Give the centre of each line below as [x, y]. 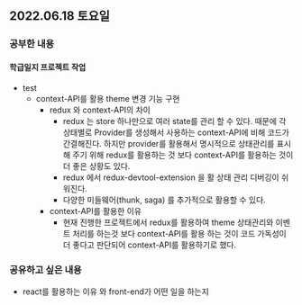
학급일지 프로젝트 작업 [48, 67]
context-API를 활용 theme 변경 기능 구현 [108, 98]
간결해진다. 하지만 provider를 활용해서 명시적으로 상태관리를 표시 [177, 143]
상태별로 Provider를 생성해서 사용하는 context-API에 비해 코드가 [176, 132]
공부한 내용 [32, 44]
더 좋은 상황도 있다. [96, 166]
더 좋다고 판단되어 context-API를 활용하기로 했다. [150, 245]
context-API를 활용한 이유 [96, 211]
